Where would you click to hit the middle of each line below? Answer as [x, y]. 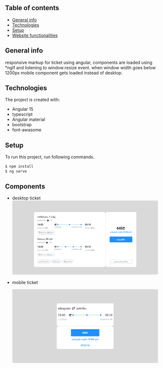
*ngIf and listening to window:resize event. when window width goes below [81, 67]
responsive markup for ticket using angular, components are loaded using [79, 62]
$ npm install [19, 167]
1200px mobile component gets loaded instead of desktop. [64, 73]
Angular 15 [23, 109]
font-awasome [27, 130]
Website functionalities [35, 35]
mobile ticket [25, 282]
